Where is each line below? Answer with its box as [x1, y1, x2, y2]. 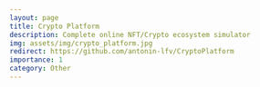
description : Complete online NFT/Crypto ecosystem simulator [9, 30, 251, 39]
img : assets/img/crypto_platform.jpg [9, 38, 153, 48]
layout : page [9, 13, 59, 23]
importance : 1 [9, 55, 64, 64]
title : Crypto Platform [9, 22, 100, 31]
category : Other [9, 64, 71, 73]
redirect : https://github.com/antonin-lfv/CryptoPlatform [9, 47, 234, 56]
